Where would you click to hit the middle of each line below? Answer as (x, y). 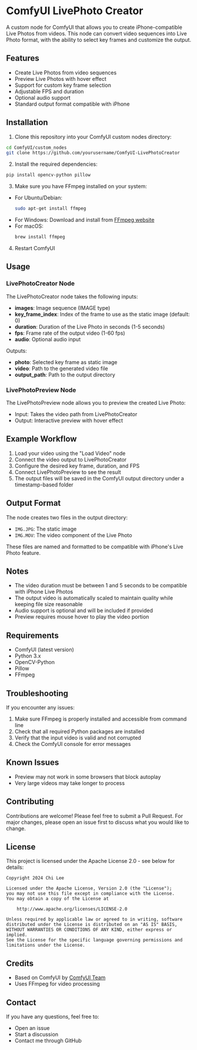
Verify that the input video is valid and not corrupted (78, 737)
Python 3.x (28, 656)
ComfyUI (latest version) (44, 650)
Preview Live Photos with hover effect (61, 78)
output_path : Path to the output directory (65, 374)
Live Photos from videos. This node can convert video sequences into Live (96, 33)
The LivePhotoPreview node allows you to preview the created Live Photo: (96, 403)
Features (23, 58)
